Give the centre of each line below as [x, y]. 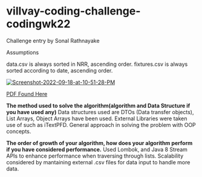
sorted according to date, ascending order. [60, 70]
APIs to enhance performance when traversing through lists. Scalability [95, 156]
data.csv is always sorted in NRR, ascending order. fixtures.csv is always [97, 64]
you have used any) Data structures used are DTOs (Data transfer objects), [100, 112]
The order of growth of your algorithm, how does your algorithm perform [99, 143]
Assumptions [23, 52]
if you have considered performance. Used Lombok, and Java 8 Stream [97, 149]
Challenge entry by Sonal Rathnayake [53, 40]
